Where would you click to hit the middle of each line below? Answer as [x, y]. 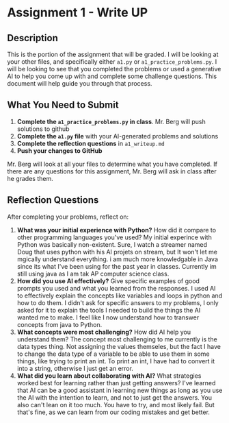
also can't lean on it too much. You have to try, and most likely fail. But [116, 404]
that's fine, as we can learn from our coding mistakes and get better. [113, 412]
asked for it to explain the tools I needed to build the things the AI [109, 310]
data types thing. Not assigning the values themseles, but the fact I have [119, 346]
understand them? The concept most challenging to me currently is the [117, 339]
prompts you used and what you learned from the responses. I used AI [116, 288]
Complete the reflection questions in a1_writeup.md [91, 143]
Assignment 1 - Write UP [78, 13]
